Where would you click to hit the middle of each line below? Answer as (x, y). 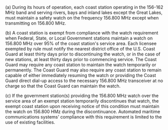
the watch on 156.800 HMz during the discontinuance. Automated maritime (83, 111)
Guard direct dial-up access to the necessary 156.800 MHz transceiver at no (84, 80)
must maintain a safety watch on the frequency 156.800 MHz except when (82, 18)
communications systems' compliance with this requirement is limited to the (83, 117)
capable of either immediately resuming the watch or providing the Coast (81, 75)
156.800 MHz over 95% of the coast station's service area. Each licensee (81, 43)
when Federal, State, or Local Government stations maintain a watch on (79, 38)
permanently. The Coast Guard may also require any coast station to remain (83, 70)
